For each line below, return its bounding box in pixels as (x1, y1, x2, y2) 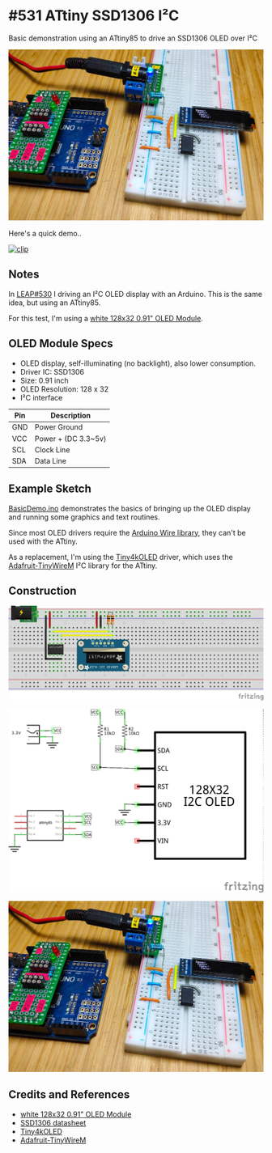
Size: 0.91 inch (19, 375, 69, 385)
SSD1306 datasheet (19, 1117, 87, 1127)
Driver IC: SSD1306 (19, 367, 85, 376)
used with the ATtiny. (8, 536, 79, 546)
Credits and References (8, 1087, 130, 1102)
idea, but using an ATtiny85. (8, 298, 101, 307)
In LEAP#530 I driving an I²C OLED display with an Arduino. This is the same (8, 289, 263, 299)
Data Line (35, 456, 67, 466)
